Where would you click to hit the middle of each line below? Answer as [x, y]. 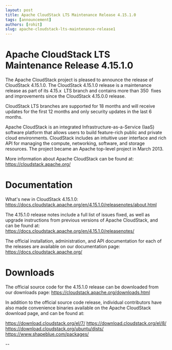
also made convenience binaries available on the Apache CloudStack [78, 308]
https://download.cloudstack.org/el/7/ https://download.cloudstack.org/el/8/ [86, 323]
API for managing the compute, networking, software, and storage [75, 143]
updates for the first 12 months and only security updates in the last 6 [79, 112]
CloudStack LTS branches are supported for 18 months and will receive [80, 106]
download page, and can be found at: [45, 313]
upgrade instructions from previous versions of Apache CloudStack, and [82, 220]
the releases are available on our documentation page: [63, 246]
